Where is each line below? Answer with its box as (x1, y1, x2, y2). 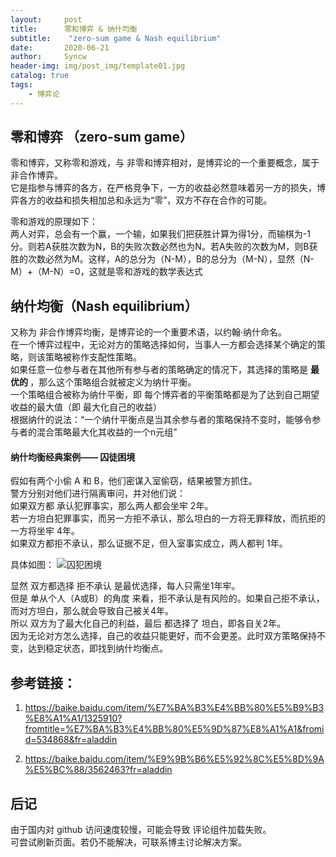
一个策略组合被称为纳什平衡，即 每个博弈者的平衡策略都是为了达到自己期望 (10, 389, 320, 401)
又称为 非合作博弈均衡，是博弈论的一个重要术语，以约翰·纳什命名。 (10, 326, 287, 338)
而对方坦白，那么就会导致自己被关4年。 (10, 605, 175, 617)
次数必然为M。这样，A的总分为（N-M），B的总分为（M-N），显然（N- (27, 253, 315, 265)
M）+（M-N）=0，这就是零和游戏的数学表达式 (10, 266, 203, 278)
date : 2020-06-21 (10, 42, 110, 53)
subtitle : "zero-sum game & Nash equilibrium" (10, 33, 222, 43)
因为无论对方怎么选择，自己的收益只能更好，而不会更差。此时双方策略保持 (10, 630, 317, 642)
